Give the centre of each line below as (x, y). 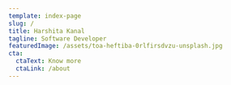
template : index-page (45, 16)
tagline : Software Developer (58, 38)
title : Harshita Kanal (47, 31)
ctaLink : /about (43, 69)
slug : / (21, 23)
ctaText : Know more (49, 62)
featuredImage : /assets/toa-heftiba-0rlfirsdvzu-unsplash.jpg (115, 46)
